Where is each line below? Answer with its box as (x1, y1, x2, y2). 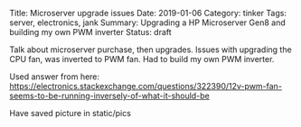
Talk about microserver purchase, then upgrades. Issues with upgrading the (9, 44, 292, 55)
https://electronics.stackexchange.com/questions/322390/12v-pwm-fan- (9, 81, 283, 91)
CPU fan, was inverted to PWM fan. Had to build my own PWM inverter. (9, 54, 275, 64)
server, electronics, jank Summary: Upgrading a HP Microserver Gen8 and (9, 17, 287, 28)
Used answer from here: (9, 71, 100, 82)
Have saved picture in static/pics (9, 108, 131, 118)
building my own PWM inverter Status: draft (9, 27, 172, 37)
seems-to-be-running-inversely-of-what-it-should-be (9, 90, 210, 101)
